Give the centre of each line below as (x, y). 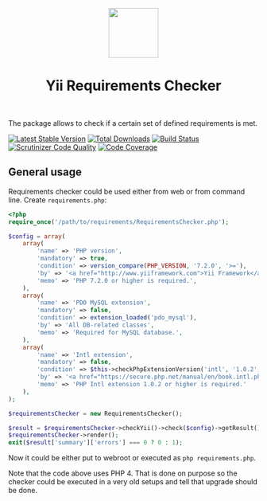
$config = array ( (37, 236)
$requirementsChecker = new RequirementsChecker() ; (95, 413)
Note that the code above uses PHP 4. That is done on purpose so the (123, 473)
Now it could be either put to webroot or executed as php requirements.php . (132, 458)
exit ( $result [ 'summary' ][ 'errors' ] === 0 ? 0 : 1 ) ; (96, 443)
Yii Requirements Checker (133, 86)
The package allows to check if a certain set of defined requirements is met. (133, 123)
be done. (23, 491)
